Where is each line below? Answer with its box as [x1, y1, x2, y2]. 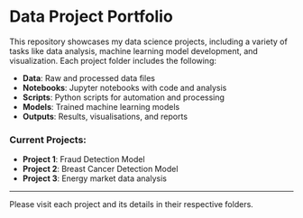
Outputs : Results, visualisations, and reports [22, 111, 188, 122]
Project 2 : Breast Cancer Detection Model [22, 164, 179, 175]
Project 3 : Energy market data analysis [22, 173, 167, 184]
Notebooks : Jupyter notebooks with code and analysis [22, 82, 227, 93]
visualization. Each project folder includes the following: [9, 55, 217, 66]
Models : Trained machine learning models [22, 101, 180, 112]
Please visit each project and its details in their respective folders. [9, 199, 254, 210]
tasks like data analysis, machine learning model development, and [9, 45, 259, 56]
